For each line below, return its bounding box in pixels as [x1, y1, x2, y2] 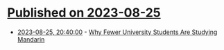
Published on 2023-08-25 [7, 5, 161, 21]
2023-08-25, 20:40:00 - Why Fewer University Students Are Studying [17, 28, 218, 36]
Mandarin [17, 35, 45, 43]
